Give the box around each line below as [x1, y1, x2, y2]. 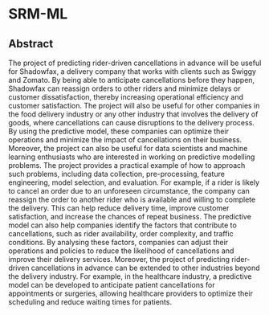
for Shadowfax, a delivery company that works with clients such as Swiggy [8, 67, 257, 76]
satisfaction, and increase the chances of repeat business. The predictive [8, 212, 251, 221]
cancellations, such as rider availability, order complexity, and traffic [8, 229, 234, 238]
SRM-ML [8, 5, 68, 23]
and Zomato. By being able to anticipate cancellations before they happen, [8, 76, 255, 84]
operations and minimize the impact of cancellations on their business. [8, 135, 243, 145]
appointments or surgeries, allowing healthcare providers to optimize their [8, 288, 253, 298]
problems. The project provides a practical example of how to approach [8, 161, 246, 170]
